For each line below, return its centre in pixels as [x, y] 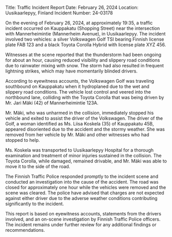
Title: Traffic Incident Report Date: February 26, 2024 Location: [72, 7]
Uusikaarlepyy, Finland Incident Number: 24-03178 [59, 13]
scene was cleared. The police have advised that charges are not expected [85, 193]
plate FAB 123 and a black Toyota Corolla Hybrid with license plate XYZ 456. [86, 45]
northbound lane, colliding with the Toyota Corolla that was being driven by [85, 97]
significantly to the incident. [35, 204]
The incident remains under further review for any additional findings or [81, 225]
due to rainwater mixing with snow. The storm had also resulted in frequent [85, 66]
